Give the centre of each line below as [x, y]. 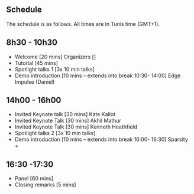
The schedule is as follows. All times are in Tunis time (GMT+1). [83, 24]
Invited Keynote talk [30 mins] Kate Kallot [65, 114]
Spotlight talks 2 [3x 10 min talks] [55, 133]
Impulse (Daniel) [35, 81]
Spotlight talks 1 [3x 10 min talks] [54, 69]
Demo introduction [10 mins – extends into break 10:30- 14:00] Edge [98, 75]
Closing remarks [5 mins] [45, 185]
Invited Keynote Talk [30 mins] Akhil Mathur [68, 121]
